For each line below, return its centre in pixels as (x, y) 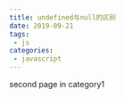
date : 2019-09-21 (42, 26)
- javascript (37, 59)
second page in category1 (57, 84)
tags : (19, 34)
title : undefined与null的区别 (62, 17)
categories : (31, 51)
